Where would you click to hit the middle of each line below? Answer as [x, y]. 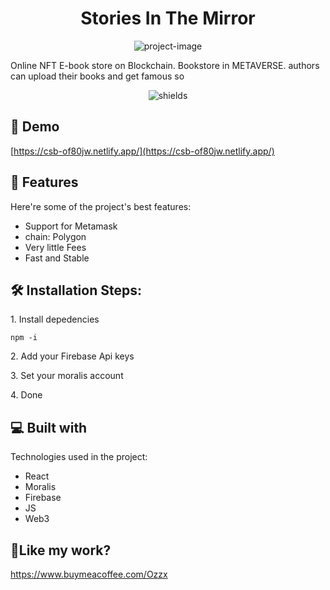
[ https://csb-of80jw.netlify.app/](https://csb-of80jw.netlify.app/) [142, 151]
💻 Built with [49, 427]
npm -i [24, 338]
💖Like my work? [61, 550]
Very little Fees [55, 247]
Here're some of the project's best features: [101, 206]
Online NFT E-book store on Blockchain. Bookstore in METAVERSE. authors [165, 65]
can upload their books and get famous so [97, 76]
